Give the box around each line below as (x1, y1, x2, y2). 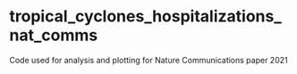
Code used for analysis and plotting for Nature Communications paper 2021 (9, 54, 288, 65)
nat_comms (9, 25, 98, 45)
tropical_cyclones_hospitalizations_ (9, 6, 282, 27)
